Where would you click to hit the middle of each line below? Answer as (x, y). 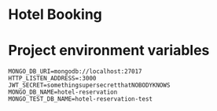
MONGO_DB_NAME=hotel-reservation (63, 92)
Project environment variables (109, 51)
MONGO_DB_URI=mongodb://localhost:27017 (75, 72)
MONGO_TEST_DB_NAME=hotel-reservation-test (81, 99)
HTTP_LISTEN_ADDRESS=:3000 (52, 79)
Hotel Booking (55, 15)
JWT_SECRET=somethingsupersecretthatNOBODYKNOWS (89, 85)
